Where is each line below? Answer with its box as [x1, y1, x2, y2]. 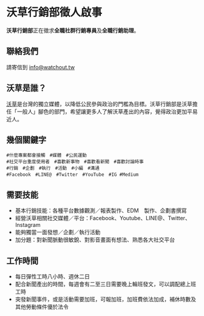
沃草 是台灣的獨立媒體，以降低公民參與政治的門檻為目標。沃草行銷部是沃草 [6, 100, 192, 107]
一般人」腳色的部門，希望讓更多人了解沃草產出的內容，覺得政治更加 [16, 107, 187, 115]
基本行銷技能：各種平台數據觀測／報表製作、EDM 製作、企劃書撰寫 [15, 207, 187, 214]
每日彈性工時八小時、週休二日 [15, 273, 90, 280]
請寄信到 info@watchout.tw [6, 63, 75, 70]
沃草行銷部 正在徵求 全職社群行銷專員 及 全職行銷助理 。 [6, 27, 140, 34]
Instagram [15, 221, 41, 229]
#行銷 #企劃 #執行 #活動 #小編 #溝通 [6, 165, 100, 172]
